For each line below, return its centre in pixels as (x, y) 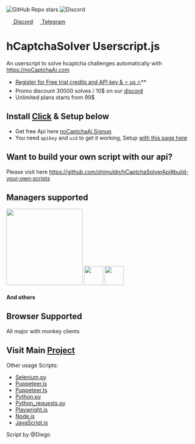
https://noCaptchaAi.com (38, 70)
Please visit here (27, 172)
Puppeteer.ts (31, 390)
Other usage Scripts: (32, 365)
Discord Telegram (39, 22)
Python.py (28, 396)
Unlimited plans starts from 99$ (55, 97)
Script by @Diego (28, 434)
